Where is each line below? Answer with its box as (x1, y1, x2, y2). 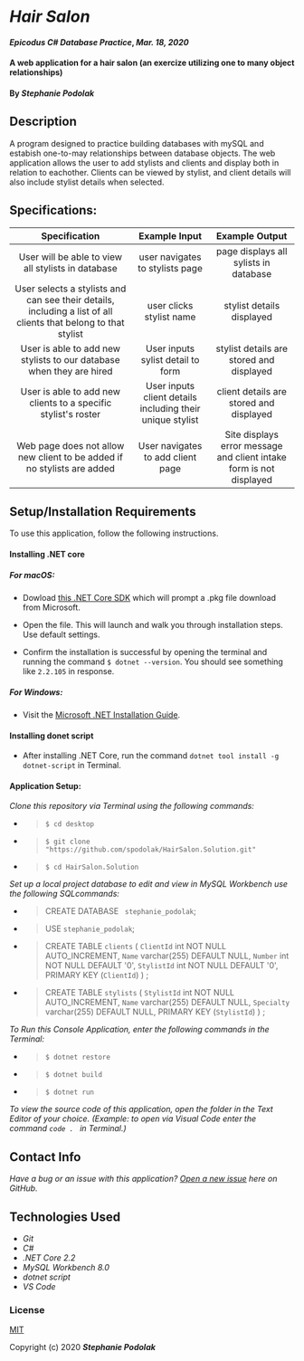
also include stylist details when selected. (9, 176, 165, 187)
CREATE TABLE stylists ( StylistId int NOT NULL (44, 987, 235, 998)
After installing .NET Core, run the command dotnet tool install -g (22, 750, 280, 761)
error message (220, 439, 283, 452)
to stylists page (138, 262, 204, 274)
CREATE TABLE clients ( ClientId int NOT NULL (44, 941, 227, 952)
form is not (229, 462, 275, 474)
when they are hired (28, 365, 113, 377)
